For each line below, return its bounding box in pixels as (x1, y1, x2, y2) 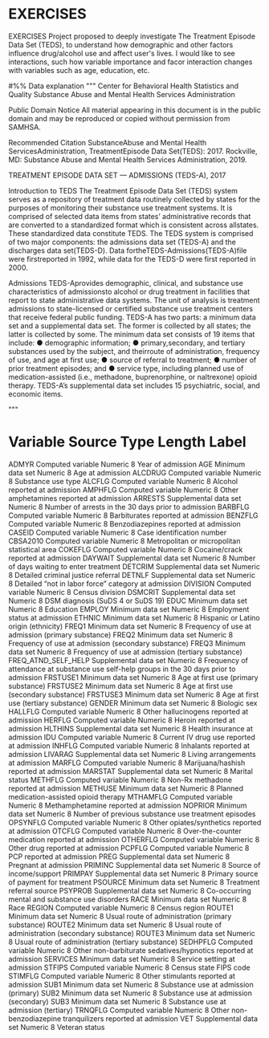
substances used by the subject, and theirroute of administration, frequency (8, 346, 260, 356)
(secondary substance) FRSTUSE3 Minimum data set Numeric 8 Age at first (8, 690, 259, 699)
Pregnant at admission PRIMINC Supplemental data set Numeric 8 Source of (8, 860, 261, 869)
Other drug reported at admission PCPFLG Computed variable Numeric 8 (8, 843, 250, 853)
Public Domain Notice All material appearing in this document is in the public (8, 105, 261, 115)
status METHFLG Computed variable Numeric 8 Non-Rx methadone (8, 775, 233, 784)
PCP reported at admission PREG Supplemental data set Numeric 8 (8, 852, 230, 861)
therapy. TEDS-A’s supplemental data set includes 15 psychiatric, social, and (8, 381, 261, 390)
